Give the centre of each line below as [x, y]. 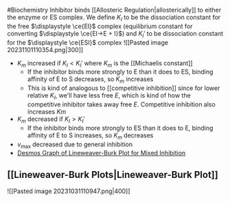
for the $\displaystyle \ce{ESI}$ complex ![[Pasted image [88, 42]
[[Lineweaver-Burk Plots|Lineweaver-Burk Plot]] [113, 175]
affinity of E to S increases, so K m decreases [90, 136]
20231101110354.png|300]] [45, 49]
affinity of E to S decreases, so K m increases [90, 80]
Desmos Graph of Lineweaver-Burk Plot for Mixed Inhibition [101, 153]
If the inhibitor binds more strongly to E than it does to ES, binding [120, 72]
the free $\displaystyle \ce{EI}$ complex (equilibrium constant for [100, 26]
